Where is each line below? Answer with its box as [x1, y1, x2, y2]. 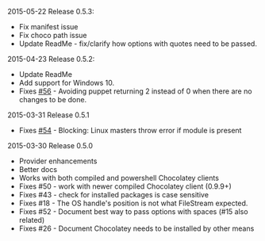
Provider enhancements [18, 156, 98, 166]
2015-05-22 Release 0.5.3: [7, 7, 94, 16]
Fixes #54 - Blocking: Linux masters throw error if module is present [18, 126, 242, 135]
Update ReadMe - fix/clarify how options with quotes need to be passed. [18, 39, 257, 48]
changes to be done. [18, 95, 87, 104]
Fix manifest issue [18, 22, 79, 31]
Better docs [18, 165, 57, 174]
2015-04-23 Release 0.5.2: [7, 55, 95, 63]
